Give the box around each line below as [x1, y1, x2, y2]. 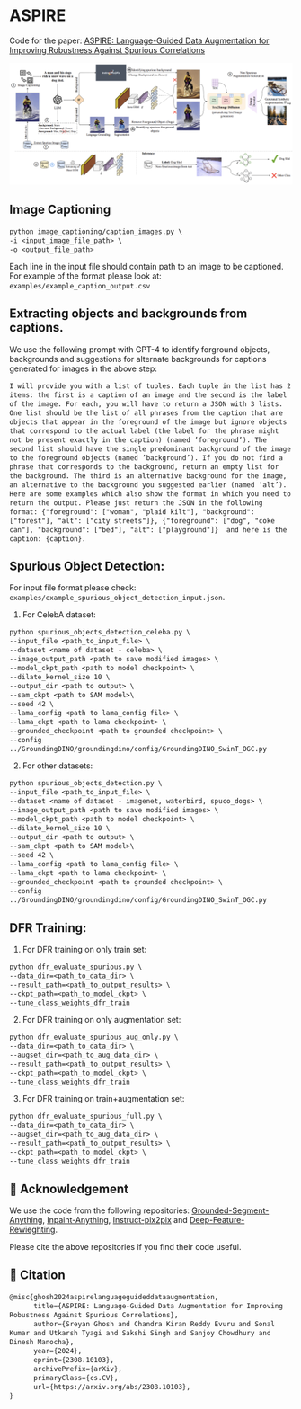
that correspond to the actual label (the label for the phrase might [9, 426, 279, 436]
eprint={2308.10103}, [32, 1355, 115, 1364]
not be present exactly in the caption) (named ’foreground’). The [9, 435, 268, 445]
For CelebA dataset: [22, 609, 96, 620]
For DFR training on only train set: [22, 944, 146, 955]
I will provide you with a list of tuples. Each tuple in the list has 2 [9, 381, 292, 391]
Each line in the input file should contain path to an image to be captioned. [9, 261, 285, 271]
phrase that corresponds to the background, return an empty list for [9, 462, 279, 472]
